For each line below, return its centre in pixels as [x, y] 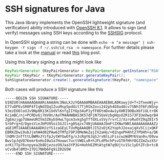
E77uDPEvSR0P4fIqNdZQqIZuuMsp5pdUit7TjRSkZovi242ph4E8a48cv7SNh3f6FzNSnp [82, 107]
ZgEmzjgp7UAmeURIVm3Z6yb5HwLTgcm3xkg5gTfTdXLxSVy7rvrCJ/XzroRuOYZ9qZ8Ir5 [82, 119]
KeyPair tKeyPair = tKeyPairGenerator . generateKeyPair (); [65, 75]
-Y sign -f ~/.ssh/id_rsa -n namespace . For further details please [87, 47]
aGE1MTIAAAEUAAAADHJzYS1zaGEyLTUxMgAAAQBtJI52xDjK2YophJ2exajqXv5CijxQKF [82, 128]
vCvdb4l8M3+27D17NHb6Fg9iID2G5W [38, 149]
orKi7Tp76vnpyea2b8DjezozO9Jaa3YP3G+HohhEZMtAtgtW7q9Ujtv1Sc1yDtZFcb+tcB [82, 145]
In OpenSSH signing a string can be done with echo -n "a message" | [75, 42]
